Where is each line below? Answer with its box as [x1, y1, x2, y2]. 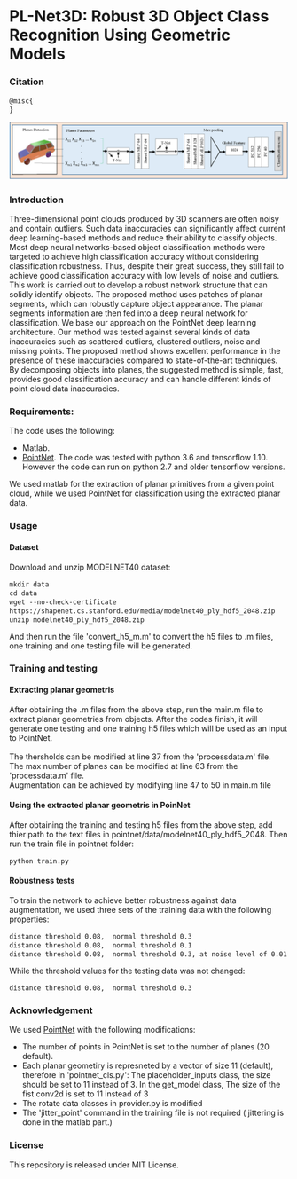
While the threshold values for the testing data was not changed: [9, 965, 246, 977]
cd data [9, 588, 38, 598]
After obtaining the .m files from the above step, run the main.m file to [9, 703, 264, 715]
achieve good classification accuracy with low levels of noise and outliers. [9, 271, 280, 281]
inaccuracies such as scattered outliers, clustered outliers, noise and [9, 336, 261, 347]
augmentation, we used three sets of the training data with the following [9, 905, 272, 916]
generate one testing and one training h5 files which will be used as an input [9, 723, 288, 734]
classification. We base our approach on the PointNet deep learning [9, 318, 257, 328]
